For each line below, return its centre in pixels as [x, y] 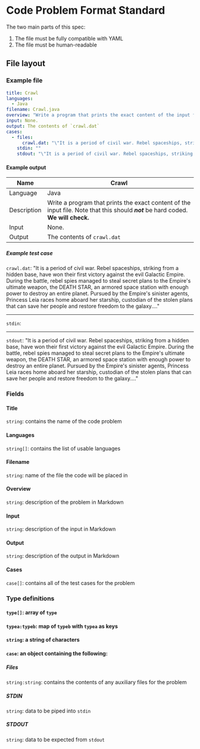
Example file [24, 81]
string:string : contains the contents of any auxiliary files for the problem [97, 682]
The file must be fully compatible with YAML [69, 38]
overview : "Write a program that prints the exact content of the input [98, 115]
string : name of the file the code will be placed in [67, 475]
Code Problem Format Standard [86, 10]
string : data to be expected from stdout [56, 739]
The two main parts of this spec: [46, 27]
